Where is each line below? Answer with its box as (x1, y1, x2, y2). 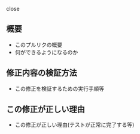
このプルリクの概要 (14, 41, 63, 48)
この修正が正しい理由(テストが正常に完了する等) (14, 121, 135, 129)
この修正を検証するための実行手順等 (14, 85, 105, 92)
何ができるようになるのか (14, 48, 78, 56)
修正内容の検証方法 (6, 68, 77, 78)
